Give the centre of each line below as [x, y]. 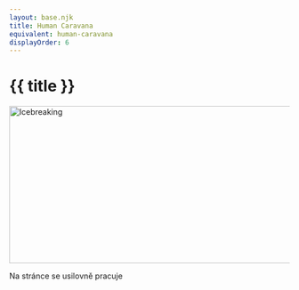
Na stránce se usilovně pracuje [66, 276]
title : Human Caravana [51, 26]
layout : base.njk [41, 17]
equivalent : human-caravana [61, 34]
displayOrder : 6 [39, 42]
